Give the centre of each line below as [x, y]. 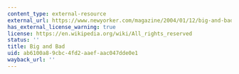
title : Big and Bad [36, 47]
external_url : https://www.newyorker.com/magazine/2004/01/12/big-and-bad [121, 20]
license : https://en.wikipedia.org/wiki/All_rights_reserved [100, 33]
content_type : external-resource [57, 14]
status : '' [23, 40]
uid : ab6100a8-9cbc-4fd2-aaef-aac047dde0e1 [73, 54]
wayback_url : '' [31, 60]
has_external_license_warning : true [62, 27]
